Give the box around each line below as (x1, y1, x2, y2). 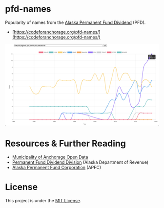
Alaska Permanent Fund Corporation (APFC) (12, 164, 102, 170)
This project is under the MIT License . (5, 197, 82, 203)
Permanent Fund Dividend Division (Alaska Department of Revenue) (12, 159, 149, 165)
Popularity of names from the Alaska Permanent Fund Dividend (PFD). (5, 19, 146, 25)
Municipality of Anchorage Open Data (12, 154, 88, 160)
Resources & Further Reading (5, 138, 126, 149)
